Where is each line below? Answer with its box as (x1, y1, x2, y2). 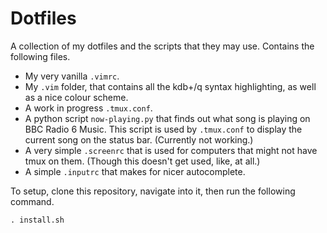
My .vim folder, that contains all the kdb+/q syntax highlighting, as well (24, 80, 317, 92)
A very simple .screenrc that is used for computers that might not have (24, 144, 318, 156)
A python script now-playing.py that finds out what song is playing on (24, 112, 311, 124)
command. (10, 195, 55, 207)
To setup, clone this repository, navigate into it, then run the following (10, 185, 296, 197)
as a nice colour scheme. (24, 91, 129, 103)
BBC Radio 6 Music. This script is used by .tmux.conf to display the (24, 123, 303, 135)
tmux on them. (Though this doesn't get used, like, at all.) (24, 155, 261, 167)
